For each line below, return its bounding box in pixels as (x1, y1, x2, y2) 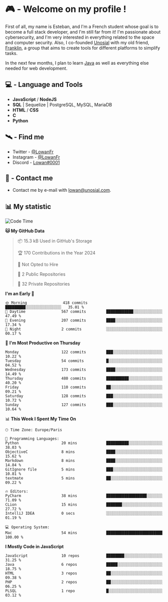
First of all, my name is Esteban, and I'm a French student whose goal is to (5, 23, 159, 30)
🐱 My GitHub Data (5, 228, 45, 234)
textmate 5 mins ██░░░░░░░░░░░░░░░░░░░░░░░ (5, 476, 163, 481)
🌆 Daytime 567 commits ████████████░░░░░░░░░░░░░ (5, 309, 163, 314)
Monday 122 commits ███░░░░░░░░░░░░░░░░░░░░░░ (5, 349, 163, 355)
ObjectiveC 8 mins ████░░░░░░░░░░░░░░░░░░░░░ (5, 449, 163, 454)
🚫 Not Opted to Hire (17, 262, 59, 268)
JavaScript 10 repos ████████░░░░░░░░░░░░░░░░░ (5, 553, 163, 558)
